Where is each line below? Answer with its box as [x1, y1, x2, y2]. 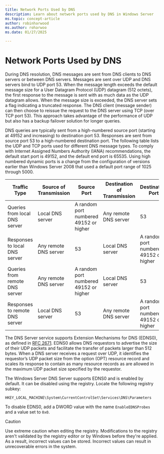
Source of [42, 184, 66, 190]
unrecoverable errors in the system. [5, 443, 77, 449]
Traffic [12, 184, 28, 190]
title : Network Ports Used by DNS [5, 7, 76, 12]
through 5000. [5, 169, 34, 175]
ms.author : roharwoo [5, 25, 47, 30]
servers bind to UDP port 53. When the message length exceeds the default [5, 82, 158, 87]
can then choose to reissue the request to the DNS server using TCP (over [5, 107, 155, 113]
